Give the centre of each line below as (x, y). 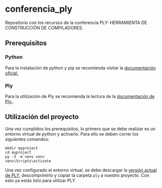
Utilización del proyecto (42, 117)
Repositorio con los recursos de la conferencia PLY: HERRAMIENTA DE (76, 23)
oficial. (12, 73)
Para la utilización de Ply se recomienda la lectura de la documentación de (80, 96)
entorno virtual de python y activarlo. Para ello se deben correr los (72, 134)
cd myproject (18, 152)
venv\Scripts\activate (28, 161)
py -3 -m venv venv (25, 157)
